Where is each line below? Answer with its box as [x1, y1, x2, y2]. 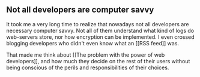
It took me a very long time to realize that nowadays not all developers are [6, 20, 189, 27]
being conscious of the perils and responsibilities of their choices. [6, 64, 169, 71]
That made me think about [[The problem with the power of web [6, 51, 165, 58]
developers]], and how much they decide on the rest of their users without [6, 57, 190, 64]
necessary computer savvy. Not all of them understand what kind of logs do [6, 27, 195, 34]
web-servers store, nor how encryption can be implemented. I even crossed [6, 33, 195, 41]
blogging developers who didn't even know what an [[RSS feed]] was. [6, 39, 179, 47]
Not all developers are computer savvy [6, 5, 154, 15]
